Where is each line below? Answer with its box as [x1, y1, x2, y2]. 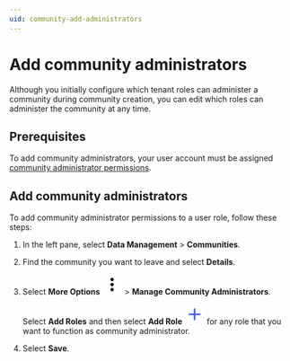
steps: [9, 222, 32, 233]
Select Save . [22, 343, 70, 354]
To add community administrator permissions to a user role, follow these [9, 212, 277, 224]
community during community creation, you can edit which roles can [9, 93, 264, 104]
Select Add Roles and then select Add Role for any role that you [22, 316, 282, 327]
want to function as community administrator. [22, 326, 190, 337]
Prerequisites [9, 128, 86, 144]
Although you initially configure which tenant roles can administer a [9, 84, 259, 94]
